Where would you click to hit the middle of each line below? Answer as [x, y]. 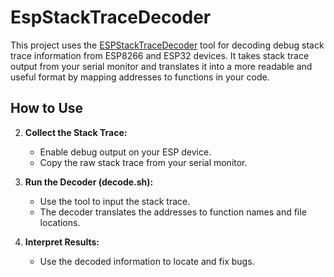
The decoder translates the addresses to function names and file [173, 212]
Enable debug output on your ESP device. [125, 152]
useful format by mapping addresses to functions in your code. [140, 77]
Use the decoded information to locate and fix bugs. [147, 261]
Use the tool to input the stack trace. [115, 201]
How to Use [47, 108]
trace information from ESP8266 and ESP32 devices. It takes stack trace [160, 55]
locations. [60, 222]
